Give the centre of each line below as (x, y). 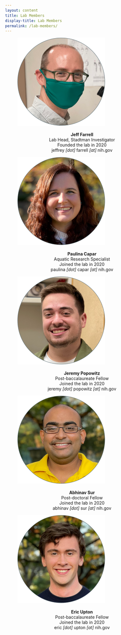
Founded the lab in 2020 (82, 145)
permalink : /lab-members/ (31, 26)
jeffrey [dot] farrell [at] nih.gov (82, 150)
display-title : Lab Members (34, 21)
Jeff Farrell (82, 135)
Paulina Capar (82, 254)
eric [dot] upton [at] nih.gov (82, 628)
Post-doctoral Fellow (82, 498)
